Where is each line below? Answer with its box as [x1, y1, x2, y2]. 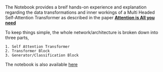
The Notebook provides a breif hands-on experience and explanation [5, 4, 147, 10]
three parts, [5, 35, 29, 40]
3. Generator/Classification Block [5, 53, 79, 58]
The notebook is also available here [5, 62, 78, 67]
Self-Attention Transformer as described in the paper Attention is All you [5, 15, 155, 20]
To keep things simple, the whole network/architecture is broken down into [5, 30, 159, 35]
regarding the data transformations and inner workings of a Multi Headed [5, 9, 155, 15]
